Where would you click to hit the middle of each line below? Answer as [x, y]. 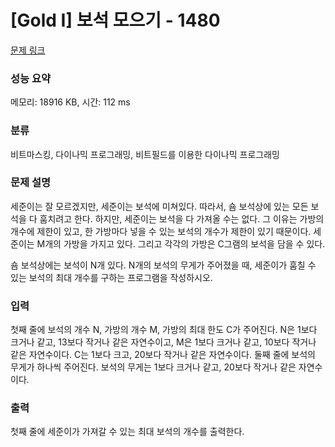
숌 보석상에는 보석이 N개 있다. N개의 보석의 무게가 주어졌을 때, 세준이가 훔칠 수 [163, 265]
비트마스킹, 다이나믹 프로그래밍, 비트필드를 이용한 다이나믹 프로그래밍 [145, 154]
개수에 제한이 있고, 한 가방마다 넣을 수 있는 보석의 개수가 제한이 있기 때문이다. [161, 231]
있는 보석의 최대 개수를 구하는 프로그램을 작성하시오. [111, 277]
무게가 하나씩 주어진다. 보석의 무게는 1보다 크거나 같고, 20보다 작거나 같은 [153, 367]
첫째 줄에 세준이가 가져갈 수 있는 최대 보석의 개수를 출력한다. [127, 432]
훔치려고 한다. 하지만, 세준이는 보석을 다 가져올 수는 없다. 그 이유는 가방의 [182, 218]
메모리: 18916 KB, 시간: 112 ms [70, 102]
